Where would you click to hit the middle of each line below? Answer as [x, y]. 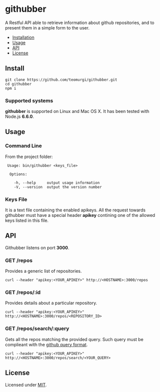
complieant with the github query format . [46, 344]
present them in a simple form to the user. [47, 27]
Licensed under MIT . [26, 385]
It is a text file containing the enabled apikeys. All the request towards [75, 210]
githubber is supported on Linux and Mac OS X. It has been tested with [77, 111]
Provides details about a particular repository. [51, 303]
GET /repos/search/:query [37, 329]
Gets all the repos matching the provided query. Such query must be [74, 339]
